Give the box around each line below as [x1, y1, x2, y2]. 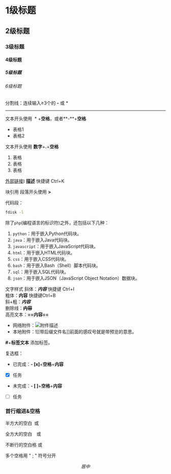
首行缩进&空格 [5, 407, 41, 414]
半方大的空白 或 [5, 420, 39, 426]
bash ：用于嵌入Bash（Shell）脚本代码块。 [12, 262, 101, 268]
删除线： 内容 [5, 305, 32, 311]
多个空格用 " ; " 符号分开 [5, 452, 56, 459]
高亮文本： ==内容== [5, 311, 49, 318]
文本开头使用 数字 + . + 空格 [5, 143, 59, 149]
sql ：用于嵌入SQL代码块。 [12, 269, 69, 275]
